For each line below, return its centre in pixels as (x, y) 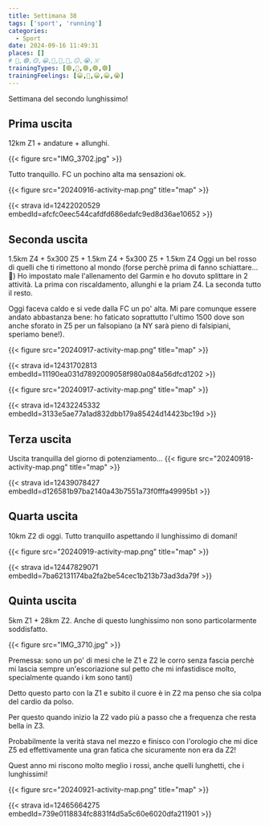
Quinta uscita (43, 601)
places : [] (26, 53)
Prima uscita (41, 124)
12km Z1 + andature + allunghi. (59, 143)
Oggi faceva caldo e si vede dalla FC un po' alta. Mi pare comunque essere (132, 309)
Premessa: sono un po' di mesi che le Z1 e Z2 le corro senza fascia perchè (131, 660)
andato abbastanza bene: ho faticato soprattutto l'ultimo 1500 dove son (126, 317)
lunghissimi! (28, 774)
